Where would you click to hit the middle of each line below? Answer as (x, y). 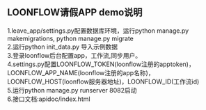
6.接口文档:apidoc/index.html (49, 99)
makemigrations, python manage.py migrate (70, 38)
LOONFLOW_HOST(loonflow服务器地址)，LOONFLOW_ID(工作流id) (103, 81)
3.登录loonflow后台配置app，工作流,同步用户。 (74, 55)
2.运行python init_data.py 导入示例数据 (63, 47)
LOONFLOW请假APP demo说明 (75, 13)
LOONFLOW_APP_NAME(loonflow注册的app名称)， (81, 72)
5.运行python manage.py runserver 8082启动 (72, 90)
